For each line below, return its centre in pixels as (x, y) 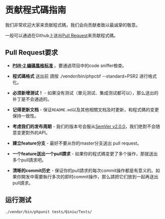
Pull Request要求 (32, 53)
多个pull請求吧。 (29, 160)
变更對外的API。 (34, 133)
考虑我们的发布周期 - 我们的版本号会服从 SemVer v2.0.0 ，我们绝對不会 (84, 126)
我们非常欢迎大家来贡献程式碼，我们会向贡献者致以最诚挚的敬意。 (73, 25)
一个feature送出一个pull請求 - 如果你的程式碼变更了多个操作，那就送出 (85, 153)
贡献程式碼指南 (36, 10)
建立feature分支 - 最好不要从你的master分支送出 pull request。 (77, 143)
